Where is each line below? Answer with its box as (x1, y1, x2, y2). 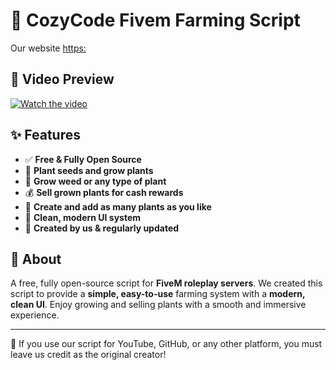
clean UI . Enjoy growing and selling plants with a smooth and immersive (10, 299, 307, 311)
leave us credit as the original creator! (10, 349, 167, 361)
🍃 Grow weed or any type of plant (24, 175, 167, 187)
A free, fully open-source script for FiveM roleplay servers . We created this (10, 277, 323, 289)
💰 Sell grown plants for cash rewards (24, 186, 184, 198)
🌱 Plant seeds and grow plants (24, 164, 154, 176)
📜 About (10, 250, 62, 268)
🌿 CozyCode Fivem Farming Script (10, 9, 301, 32)
